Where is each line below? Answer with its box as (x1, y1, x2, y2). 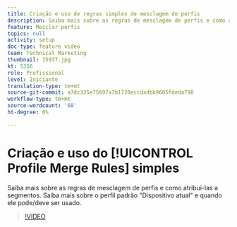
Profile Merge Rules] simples (7, 160, 180, 176)
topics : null (7, 30, 46, 37)
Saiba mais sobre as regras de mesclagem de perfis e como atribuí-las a (7, 183, 219, 192)
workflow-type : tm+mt (7, 96, 71, 103)
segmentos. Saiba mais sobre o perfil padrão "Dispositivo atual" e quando (7, 191, 222, 200)
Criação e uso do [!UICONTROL (7, 145, 194, 161)
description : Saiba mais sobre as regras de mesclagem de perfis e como (7, 17, 226, 24)
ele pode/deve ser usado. (7, 198, 82, 207)
